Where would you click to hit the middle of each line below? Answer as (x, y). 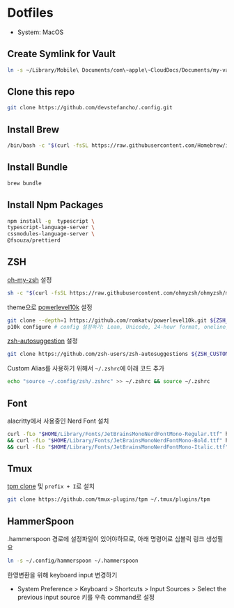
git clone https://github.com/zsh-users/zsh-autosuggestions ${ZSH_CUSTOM (118, 354)
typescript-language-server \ (51, 228)
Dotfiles (30, 13)
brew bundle (24, 183)
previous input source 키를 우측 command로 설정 (86, 597)
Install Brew (33, 129)
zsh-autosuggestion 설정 (42, 341)
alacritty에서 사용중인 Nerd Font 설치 (58, 421)
